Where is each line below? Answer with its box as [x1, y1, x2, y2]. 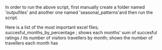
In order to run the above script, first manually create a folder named [5, 4, 145, 10]
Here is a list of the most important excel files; [5, 24, 99, 30]
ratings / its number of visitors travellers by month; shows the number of [5, 35, 153, 41]
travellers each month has [5, 40, 58, 46]
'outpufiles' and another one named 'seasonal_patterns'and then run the [5, 9, 153, 15]
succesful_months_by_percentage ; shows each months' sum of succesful [5, 30, 158, 35]
